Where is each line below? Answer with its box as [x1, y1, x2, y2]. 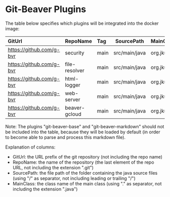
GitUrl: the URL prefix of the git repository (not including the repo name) [12, 154, 163, 160]
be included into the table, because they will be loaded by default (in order [5, 129, 160, 135]
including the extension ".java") [12, 186, 78, 192]
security [65, 49, 84, 56]
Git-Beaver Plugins [5, 4, 87, 15]
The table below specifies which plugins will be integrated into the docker [5, 20, 159, 26]
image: [5, 25, 20, 31]
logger [65, 81, 81, 88]
